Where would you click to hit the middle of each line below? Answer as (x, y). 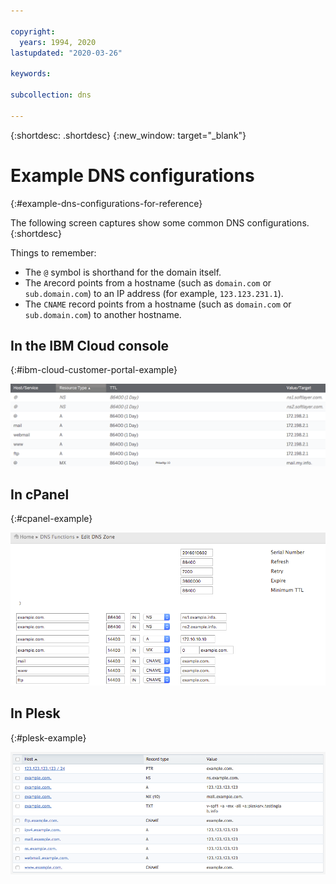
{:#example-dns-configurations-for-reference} (106, 203)
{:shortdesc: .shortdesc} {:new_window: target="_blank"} (128, 135)
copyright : (33, 31)
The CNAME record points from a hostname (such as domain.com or (158, 304)
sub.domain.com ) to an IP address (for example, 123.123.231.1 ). (154, 293)
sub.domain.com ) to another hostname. (103, 314)
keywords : (31, 74)
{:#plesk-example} (48, 737)
